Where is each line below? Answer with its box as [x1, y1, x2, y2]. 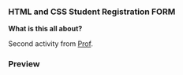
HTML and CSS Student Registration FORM [8, 6, 176, 17]
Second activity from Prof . [8, 39, 93, 48]
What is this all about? [8, 24, 83, 34]
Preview [8, 59, 40, 70]
